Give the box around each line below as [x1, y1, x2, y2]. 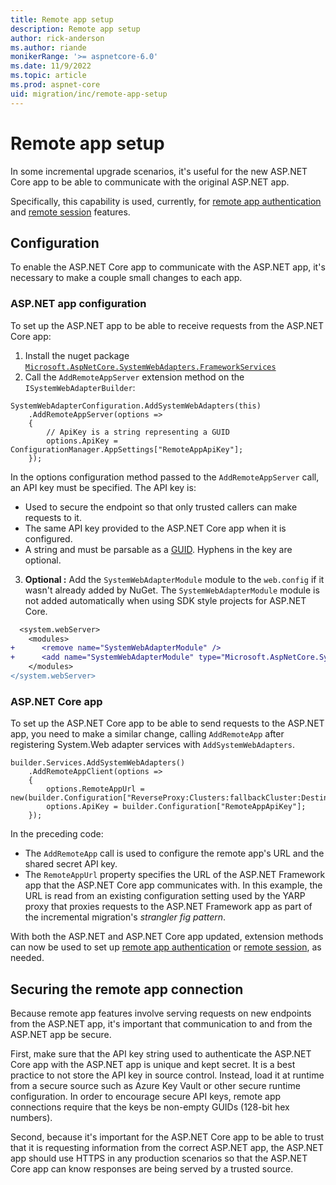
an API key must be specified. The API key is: [10, 481, 197, 493]
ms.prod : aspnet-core [10, 80, 101, 90]
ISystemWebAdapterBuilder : [24, 381, 136, 393]
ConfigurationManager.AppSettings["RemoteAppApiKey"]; [10, 444, 244, 455]
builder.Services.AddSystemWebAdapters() [10, 758, 186, 768]
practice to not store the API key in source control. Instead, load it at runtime [10, 1069, 325, 1081]
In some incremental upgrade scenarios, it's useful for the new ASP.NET [10, 165, 308, 177]
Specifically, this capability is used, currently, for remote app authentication [10, 195, 322, 207]
